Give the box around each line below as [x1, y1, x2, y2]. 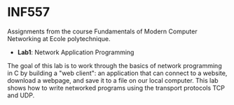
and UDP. [7, 91, 35, 99]
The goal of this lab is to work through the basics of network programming [7, 61, 222, 70]
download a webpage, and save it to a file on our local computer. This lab [7, 76, 219, 84]
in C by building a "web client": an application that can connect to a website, [7, 69, 228, 77]
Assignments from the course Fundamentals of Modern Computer [7, 27, 198, 35]
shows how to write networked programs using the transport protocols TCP [7, 83, 226, 92]
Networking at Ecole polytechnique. [7, 34, 111, 42]
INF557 [7, 4, 50, 20]
